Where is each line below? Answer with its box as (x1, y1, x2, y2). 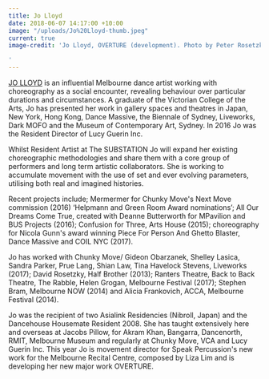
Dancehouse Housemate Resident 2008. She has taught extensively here (8, 319, 250, 329)
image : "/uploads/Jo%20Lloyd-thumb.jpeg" (8, 26, 149, 34)
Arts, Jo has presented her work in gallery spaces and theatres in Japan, (8, 103, 248, 113)
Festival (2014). (8, 295, 59, 304)
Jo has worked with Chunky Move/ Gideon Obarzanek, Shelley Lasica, (8, 252, 240, 261)
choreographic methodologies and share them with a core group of (8, 153, 230, 163)
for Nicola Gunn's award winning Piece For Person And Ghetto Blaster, (8, 228, 240, 237)
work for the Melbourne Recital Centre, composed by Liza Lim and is (8, 353, 235, 362)
